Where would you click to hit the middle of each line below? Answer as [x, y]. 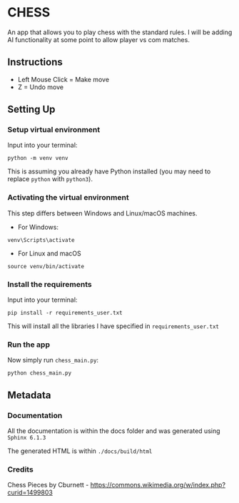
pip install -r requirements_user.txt [65, 313]
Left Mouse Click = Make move [63, 79]
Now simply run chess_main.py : [53, 360]
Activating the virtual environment [68, 198]
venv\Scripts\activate [41, 240]
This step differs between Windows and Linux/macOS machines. [102, 213]
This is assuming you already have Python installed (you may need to [109, 171]
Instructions [35, 62]
